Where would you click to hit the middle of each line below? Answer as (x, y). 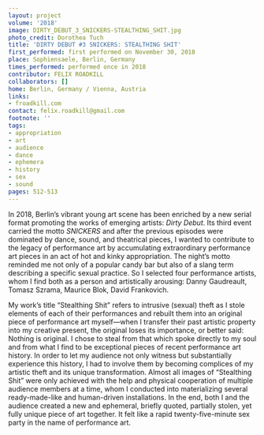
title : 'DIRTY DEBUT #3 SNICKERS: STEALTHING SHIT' (95, 45)
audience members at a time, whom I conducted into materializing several (128, 388)
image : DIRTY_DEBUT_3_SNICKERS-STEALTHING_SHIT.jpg (95, 30)
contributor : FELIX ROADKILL (56, 74)
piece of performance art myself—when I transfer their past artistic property (132, 321)
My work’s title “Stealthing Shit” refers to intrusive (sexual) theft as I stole (127, 305)
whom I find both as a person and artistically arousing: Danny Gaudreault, (128, 281)
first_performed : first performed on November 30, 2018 (102, 52)
